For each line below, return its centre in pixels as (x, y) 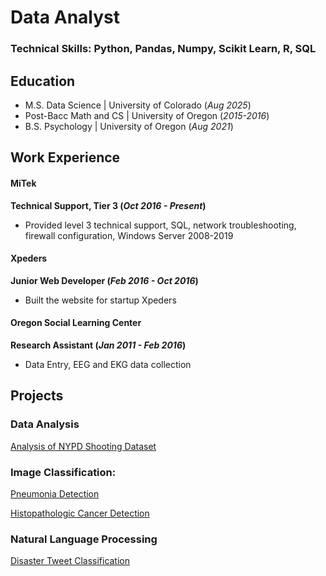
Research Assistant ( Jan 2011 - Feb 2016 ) (98, 345)
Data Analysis (45, 424)
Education (43, 81)
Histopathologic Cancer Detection (80, 513)
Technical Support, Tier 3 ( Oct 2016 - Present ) (108, 205)
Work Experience (65, 157)
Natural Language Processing (84, 539)
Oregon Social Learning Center (76, 323)
